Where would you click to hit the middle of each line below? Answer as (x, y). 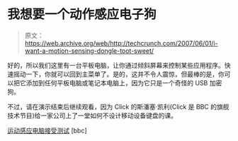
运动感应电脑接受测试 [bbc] (47, 130)
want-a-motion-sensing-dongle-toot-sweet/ (89, 51)
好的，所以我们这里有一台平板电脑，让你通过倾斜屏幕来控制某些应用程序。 (116, 65)
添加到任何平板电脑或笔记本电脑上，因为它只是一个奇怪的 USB (117, 82)
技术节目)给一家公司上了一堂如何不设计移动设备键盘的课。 (92, 115)
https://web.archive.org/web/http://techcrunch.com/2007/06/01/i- (121, 43)
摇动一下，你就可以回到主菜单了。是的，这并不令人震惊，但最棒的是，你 (119, 74)
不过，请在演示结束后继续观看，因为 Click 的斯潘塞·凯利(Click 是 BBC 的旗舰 (118, 106)
